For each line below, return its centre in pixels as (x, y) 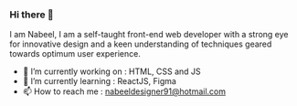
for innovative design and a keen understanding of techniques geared (141, 44)
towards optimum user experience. (75, 54)
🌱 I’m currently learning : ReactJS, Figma (99, 81)
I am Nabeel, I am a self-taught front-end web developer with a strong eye (149, 35)
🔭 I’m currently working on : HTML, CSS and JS (111, 71)
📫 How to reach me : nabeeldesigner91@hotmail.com (124, 91)
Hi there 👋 (32, 15)
